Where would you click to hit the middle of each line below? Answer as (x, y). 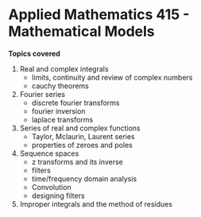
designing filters (58, 196)
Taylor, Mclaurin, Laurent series (83, 136)
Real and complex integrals (64, 68)
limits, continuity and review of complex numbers (112, 77)
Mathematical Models (81, 31)
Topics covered (35, 53)
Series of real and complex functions (80, 128)
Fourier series (43, 94)
